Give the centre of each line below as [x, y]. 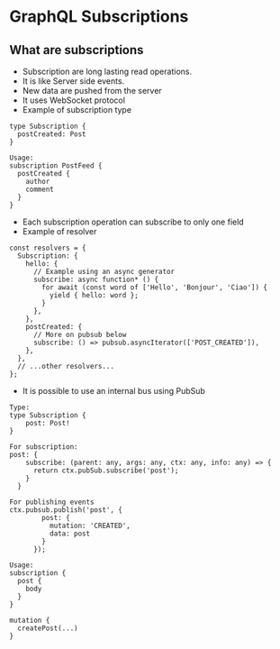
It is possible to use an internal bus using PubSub [113, 391]
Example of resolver [59, 231]
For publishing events [52, 502]
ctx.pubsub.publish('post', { [66, 510]
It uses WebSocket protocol [74, 100]
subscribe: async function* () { [96, 279]
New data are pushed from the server [92, 91]
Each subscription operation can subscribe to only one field [133, 222]
